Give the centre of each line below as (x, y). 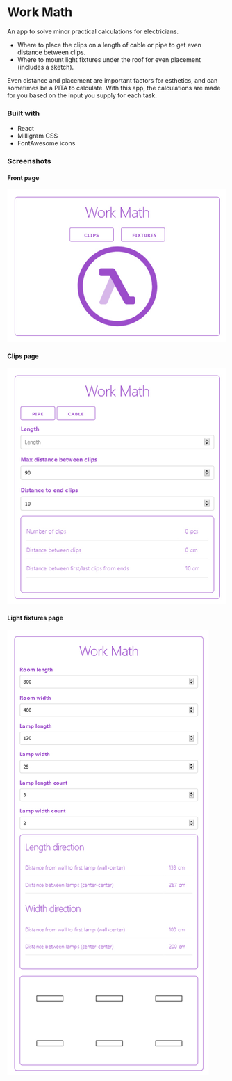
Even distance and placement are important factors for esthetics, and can (113, 80)
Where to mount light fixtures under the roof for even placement (109, 59)
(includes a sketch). (45, 67)
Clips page (23, 356)
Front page (23, 177)
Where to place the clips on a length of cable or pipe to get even (109, 45)
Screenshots (29, 161)
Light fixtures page (35, 618)
